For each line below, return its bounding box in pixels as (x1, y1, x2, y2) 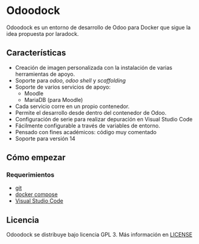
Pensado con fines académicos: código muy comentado (15, 128, 157, 135)
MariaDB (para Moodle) (24, 96, 83, 103)
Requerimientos (6, 171, 55, 179)
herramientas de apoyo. (15, 70, 75, 78)
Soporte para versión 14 (15, 135, 75, 142)
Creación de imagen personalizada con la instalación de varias (15, 64, 173, 71)
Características (6, 48, 66, 58)
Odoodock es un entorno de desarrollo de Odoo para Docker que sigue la (6, 24, 191, 31)
